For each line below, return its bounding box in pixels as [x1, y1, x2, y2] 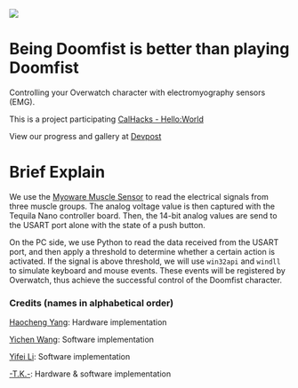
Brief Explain [9, 162, 105, 182]
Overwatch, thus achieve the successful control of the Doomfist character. [9, 274, 283, 285]
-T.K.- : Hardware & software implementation [9, 368, 172, 379]
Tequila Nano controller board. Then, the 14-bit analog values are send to [9, 210, 278, 221]
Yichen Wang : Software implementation [9, 334, 154, 345]
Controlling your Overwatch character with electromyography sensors [9, 87, 266, 98]
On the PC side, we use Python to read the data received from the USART [9, 236, 279, 248]
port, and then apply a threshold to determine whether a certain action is [9, 246, 276, 257]
